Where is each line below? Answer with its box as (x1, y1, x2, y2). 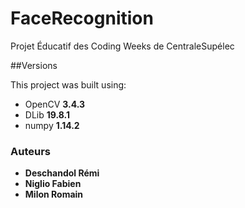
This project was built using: (10, 78, 127, 91)
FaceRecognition (10, 7, 154, 30)
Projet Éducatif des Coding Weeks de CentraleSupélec (10, 40, 235, 52)
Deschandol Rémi (24, 167, 100, 179)
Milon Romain (24, 188, 84, 201)
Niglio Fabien (24, 178, 82, 190)
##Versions (10, 59, 58, 71)
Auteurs (10, 144, 51, 158)
